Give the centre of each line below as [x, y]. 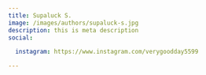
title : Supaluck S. [40, 15]
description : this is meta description [74, 30]
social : [21, 37]
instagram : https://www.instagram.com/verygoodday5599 [107, 52]
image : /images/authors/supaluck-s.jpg [74, 23]
